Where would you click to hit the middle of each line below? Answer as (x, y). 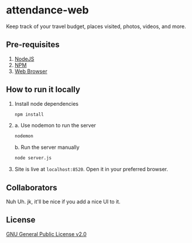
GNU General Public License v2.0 (46, 234)
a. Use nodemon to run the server (55, 126)
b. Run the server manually (47, 147)
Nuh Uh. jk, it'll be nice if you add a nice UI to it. (64, 202)
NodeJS (24, 58)
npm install (29, 114)
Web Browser (31, 71)
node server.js (33, 158)
